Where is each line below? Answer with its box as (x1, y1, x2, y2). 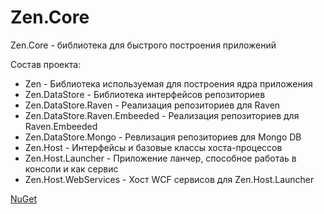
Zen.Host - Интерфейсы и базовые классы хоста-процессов (24, 141, 283, 153)
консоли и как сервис (24, 162, 119, 175)
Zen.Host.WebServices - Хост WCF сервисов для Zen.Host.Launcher (24, 173, 315, 185)
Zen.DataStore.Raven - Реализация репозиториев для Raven (24, 99, 281, 111)
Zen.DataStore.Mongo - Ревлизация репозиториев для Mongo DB (24, 131, 302, 143)
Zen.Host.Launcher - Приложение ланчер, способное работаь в (24, 152, 297, 164)
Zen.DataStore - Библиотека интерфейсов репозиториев (24, 88, 266, 100)
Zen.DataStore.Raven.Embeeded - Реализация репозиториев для (24, 109, 300, 121)
